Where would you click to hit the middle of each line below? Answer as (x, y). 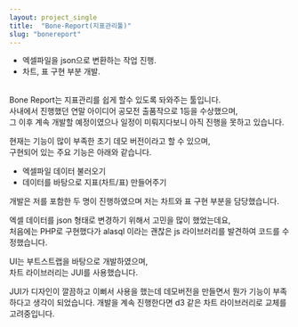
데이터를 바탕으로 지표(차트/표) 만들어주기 (94, 183)
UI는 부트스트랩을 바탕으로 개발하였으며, (79, 262)
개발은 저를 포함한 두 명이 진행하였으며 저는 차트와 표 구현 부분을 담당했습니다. (145, 201)
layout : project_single (53, 17)
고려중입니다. (32, 314)
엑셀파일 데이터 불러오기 (64, 171)
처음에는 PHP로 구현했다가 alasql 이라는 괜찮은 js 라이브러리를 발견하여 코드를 (145, 232)
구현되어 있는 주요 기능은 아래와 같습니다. (81, 152)
